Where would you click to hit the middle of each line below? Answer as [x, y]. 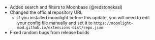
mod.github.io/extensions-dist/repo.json [60, 28]
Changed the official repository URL [46, 12]
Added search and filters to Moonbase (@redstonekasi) [66, 7]
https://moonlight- [113, 23]
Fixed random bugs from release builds [49, 32]
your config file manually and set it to [55, 23]
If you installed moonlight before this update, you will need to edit [83, 18]
